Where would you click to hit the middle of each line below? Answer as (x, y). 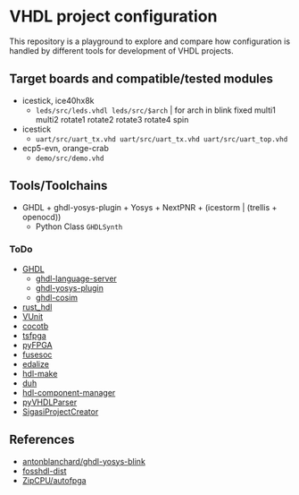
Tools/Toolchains (58, 186)
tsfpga (34, 335)
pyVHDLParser (50, 402)
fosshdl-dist (44, 471)
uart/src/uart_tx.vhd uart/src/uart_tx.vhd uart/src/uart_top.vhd (162, 139)
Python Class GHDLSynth (79, 226)
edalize (35, 363)
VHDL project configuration (113, 17)
